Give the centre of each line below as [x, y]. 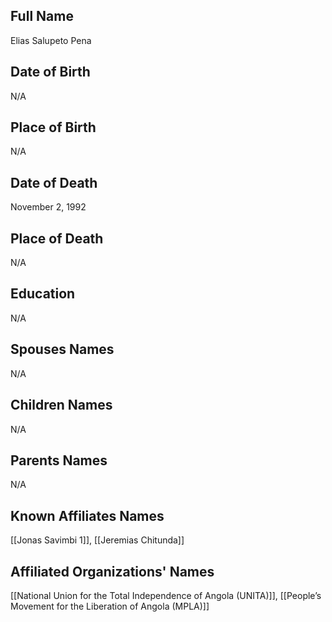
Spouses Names [62, 349]
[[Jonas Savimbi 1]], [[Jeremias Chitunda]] [97, 540]
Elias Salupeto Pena [51, 40]
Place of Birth [53, 127]
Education [43, 294]
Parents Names [59, 460]
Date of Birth [50, 72]
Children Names [61, 405]
